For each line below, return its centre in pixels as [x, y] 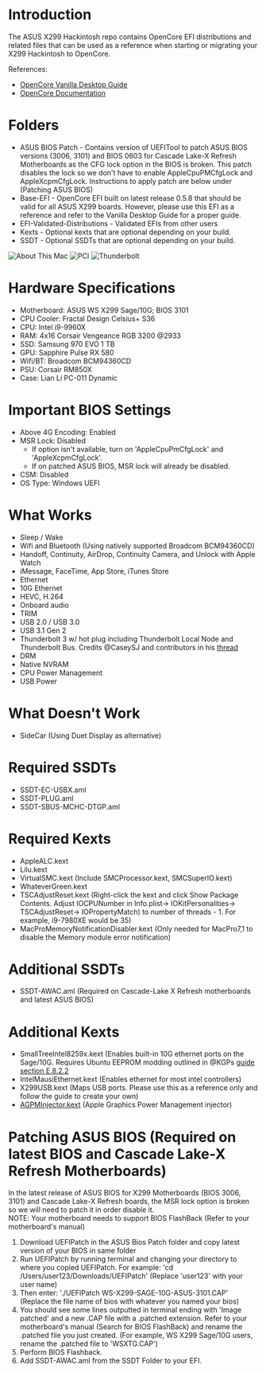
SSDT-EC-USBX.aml [53, 790]
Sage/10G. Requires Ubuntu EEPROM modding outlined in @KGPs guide [137, 1062]
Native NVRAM [44, 664]
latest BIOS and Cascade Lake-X [117, 1154]
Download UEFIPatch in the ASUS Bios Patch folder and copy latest [130, 1242]
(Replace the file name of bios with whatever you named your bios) [129, 1301]
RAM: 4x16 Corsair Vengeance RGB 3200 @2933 [100, 335]
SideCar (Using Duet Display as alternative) [91, 736]
